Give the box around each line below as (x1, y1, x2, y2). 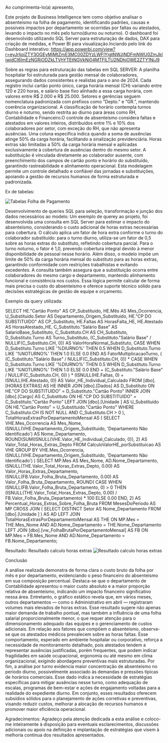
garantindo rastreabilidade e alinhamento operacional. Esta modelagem (5, 163, 153, 169)
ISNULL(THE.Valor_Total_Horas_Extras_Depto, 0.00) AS (5, 463, 120, 469)
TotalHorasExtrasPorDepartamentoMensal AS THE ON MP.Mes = (5, 516, 139, 523)
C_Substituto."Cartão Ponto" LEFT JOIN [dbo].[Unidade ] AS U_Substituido (5, 399, 159, 405)
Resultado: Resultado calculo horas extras (5, 548, 92, 553)
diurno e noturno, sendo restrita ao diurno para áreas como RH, (5, 109, 137, 115)
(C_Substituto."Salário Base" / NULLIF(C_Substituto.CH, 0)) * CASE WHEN (5, 356, 158, 362)
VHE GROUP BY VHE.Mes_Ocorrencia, (5, 447, 85, 453)
